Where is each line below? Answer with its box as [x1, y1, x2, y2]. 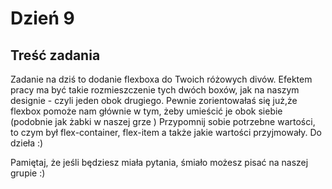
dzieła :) [10, 137, 44, 149]
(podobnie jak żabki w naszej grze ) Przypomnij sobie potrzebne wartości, [10, 116, 316, 127]
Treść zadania [10, 47, 101, 64]
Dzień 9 [10, 7, 75, 30]
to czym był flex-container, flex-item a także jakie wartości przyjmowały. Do [10, 127, 323, 138]
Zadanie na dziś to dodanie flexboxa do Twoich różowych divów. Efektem [10, 73, 313, 85]
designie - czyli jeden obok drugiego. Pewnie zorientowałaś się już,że [10, 95, 298, 106]
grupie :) [10, 167, 46, 179]
